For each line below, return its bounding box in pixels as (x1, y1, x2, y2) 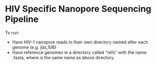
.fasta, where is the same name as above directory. (12, 54, 115, 60)
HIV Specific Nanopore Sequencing (5, 3, 152, 15)
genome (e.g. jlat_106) (12, 44, 57, 50)
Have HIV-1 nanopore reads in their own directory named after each (12, 39, 148, 45)
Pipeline (5, 14, 39, 25)
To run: (5, 30, 19, 35)
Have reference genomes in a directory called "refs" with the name (12, 49, 147, 55)
